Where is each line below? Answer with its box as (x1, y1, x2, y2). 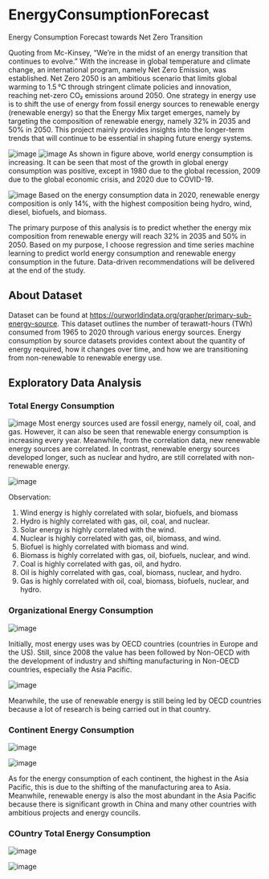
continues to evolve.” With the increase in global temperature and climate (8, 56, 251, 66)
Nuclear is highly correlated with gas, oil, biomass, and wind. (19, 533, 222, 544)
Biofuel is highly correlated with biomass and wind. (19, 542, 189, 552)
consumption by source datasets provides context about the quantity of (8, 335, 246, 345)
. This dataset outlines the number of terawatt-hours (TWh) (57, 318, 253, 328)
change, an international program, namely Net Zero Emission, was (8, 64, 226, 74)
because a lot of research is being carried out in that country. (8, 704, 211, 713)
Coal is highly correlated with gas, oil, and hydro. (19, 559, 182, 569)
